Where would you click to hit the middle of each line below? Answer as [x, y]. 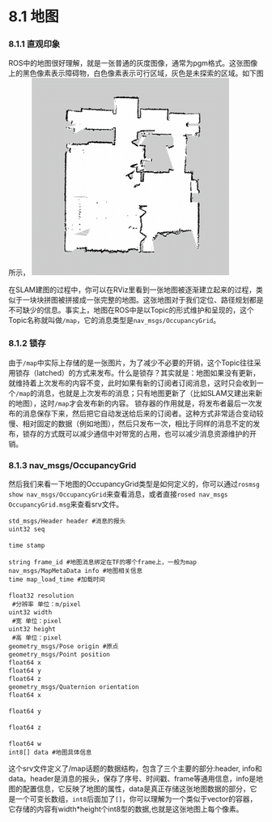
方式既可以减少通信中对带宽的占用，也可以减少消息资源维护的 [146, 433]
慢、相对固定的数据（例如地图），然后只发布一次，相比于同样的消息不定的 [131, 424]
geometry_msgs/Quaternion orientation [74, 687]
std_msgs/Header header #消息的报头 [67, 521]
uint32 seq [27, 529]
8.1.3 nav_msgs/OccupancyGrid [72, 465]
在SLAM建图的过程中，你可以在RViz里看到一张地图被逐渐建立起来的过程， [132, 290]
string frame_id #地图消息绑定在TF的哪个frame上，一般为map [102, 562]
